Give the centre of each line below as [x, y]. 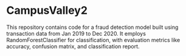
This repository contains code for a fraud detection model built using [92, 27]
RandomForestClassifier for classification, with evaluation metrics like [93, 40]
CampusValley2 [47, 11]
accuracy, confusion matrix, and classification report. [73, 46]
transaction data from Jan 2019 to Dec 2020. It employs [76, 33]
